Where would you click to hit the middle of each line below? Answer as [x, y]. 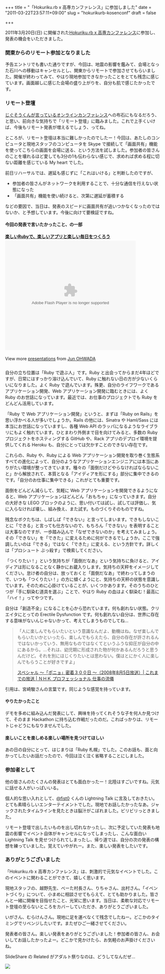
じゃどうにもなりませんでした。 [41, 725]
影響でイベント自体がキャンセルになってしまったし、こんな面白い [80, 833]
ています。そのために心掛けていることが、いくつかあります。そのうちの [78, 585]
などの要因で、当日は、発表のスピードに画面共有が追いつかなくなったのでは [82, 206]
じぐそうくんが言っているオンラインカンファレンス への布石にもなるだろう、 [82, 115]
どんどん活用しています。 [31, 403]
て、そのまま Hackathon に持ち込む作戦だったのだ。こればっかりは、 [75, 719]
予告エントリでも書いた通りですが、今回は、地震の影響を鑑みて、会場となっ [82, 64]
